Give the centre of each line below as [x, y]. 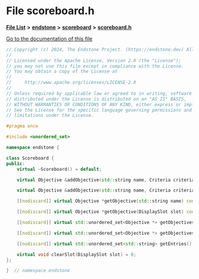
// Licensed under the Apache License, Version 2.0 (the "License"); [94, 60]
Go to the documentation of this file [49, 38]
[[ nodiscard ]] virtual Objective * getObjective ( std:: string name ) [100, 201]
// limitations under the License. [50, 116]
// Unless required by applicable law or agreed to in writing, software [99, 93]
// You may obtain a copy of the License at [62, 72]
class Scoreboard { [30, 158]
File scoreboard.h [50, 11]
